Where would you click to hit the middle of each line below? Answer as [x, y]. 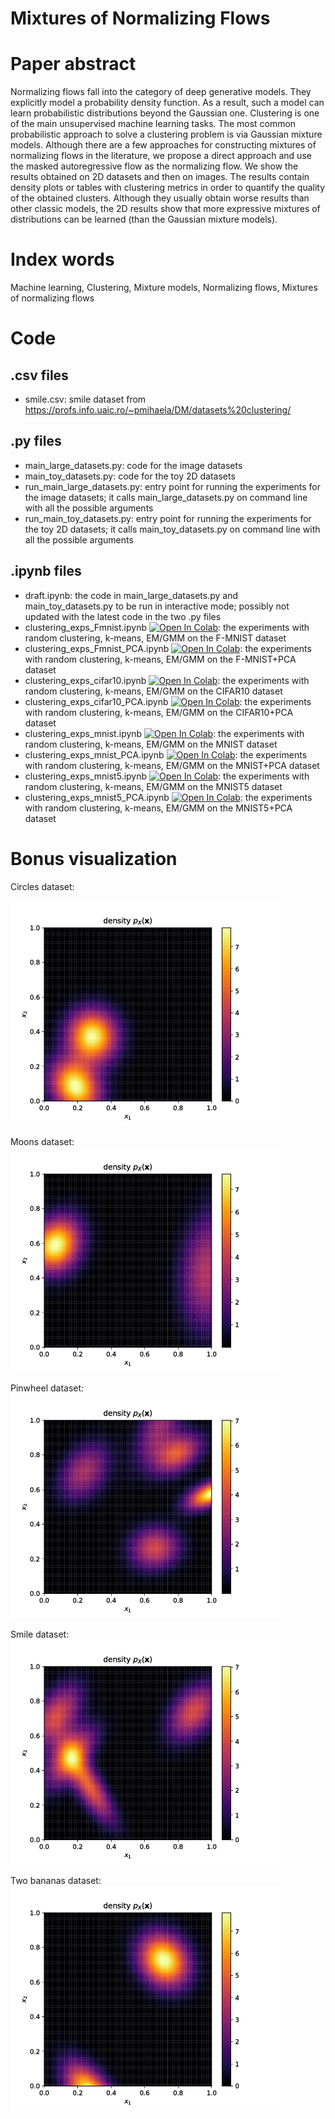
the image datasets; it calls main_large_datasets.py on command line [166, 497]
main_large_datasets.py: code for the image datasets [133, 465]
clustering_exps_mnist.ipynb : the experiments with [164, 733]
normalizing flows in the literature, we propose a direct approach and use [161, 156]
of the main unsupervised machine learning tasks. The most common [153, 124]
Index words [62, 259]
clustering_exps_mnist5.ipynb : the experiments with [167, 776]
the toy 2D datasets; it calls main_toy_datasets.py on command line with [172, 529]
